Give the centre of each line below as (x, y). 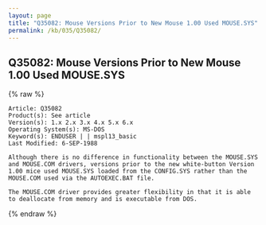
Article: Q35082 (35, 109)
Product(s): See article (49, 116)
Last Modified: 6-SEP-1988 (53, 144)
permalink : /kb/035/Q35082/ (55, 30)
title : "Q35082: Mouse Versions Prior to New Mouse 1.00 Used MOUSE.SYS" (133, 23)
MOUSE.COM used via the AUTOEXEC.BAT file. (82, 178)
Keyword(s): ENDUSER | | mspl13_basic (72, 137)
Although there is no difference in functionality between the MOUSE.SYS (133, 157)
